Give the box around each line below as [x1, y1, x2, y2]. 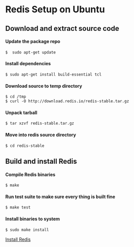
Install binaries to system [5, 216, 60, 222]
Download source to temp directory [5, 83, 82, 89]
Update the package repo [5, 39, 60, 45]
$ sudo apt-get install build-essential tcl [5, 72, 102, 77]
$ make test [5, 205, 31, 210]
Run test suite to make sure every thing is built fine [5, 194, 116, 200]
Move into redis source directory [5, 131, 76, 138]
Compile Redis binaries [5, 171, 56, 178]
